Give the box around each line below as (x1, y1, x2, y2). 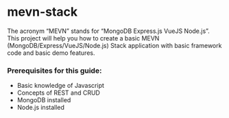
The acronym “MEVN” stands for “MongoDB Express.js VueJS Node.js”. (7, 27, 210, 35)
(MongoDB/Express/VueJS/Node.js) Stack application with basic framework (7, 41, 222, 49)
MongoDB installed (16, 96, 71, 104)
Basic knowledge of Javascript (16, 82, 105, 90)
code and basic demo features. (7, 49, 95, 57)
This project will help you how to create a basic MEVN (7, 34, 160, 42)
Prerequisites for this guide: (7, 66, 102, 75)
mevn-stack (7, 4, 78, 20)
